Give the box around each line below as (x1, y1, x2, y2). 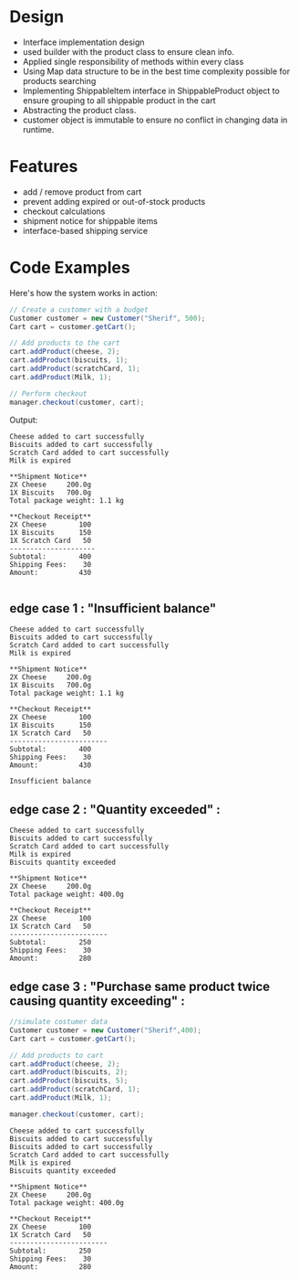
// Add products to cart (9, 1050, 104, 1060)
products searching (22, 75, 97, 86)
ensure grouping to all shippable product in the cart (22, 94, 216, 106)
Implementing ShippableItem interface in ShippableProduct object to (22, 85, 280, 96)
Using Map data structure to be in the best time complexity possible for (22, 66, 290, 77)
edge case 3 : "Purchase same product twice (9, 978, 271, 994)
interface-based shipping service (22, 225, 149, 236)
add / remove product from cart (22, 186, 142, 197)
